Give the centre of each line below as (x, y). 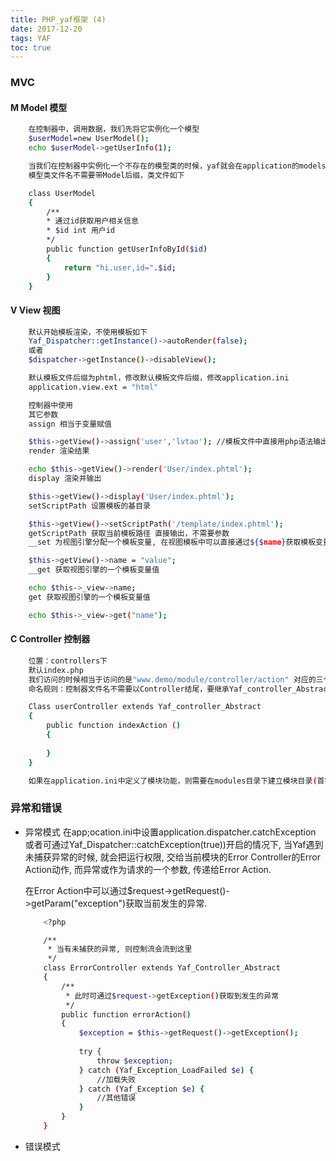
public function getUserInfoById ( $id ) (127, 249)
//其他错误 (116, 1098)
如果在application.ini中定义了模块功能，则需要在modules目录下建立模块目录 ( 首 (176, 781)
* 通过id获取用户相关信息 (92, 221)
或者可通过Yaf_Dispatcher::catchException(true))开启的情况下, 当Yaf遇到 (174, 844)
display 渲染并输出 (65, 479)
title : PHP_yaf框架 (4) (58, 19)
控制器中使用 (50, 405)
